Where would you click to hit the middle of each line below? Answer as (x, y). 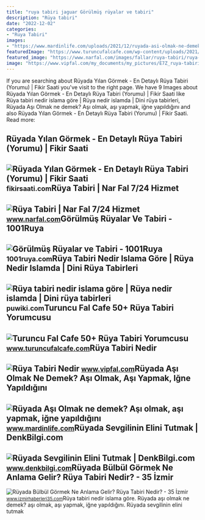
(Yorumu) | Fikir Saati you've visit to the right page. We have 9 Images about (102, 87)
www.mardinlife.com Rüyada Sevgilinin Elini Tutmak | (102, 428)
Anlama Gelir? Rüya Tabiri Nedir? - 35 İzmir (90, 477)
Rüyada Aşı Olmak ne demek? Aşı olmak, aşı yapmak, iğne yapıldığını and (98, 106)
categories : (21, 29)
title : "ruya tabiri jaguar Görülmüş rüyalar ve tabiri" (80, 12)
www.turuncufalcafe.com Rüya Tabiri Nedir (81, 348)
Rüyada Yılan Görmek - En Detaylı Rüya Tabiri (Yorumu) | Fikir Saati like (95, 94)
